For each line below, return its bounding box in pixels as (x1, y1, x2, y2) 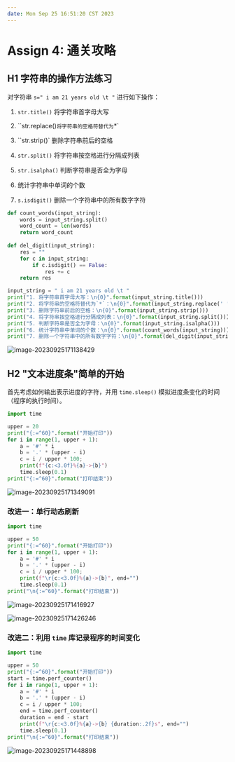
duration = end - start (20, 714, 90, 721)
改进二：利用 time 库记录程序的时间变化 (7, 632, 140, 642)
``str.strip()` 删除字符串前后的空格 (17, 136, 113, 144)
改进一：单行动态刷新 (7, 506, 79, 516)
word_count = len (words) (20, 222, 92, 230)
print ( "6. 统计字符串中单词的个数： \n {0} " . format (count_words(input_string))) (7, 327, 229, 334)
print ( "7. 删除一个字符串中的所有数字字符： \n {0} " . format (7, 333, 163, 340)
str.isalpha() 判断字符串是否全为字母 (17, 165, 128, 174)
